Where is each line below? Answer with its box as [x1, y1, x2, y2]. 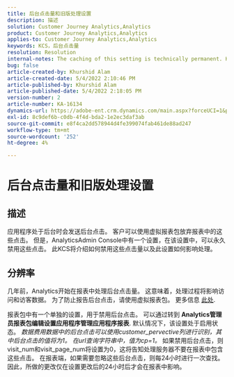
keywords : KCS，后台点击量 [7, 42, 79, 49]
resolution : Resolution [7, 49, 77, 56]
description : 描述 [7, 17, 58, 24]
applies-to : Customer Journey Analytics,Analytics [7, 36, 157, 43]
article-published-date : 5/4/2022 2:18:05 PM [7, 88, 141, 95]
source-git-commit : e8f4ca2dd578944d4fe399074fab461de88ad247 [7, 120, 192, 127]
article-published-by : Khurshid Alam [7, 81, 117, 88]
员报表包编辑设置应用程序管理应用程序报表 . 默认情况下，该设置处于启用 [7, 319, 212, 327]
